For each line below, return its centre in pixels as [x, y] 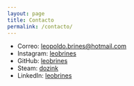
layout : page [26, 14]
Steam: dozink [38, 68]
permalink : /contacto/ [40, 26]
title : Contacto [31, 20]
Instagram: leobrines [47, 53]
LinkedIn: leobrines [44, 76]
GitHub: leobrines [42, 61]
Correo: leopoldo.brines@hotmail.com [72, 46]
